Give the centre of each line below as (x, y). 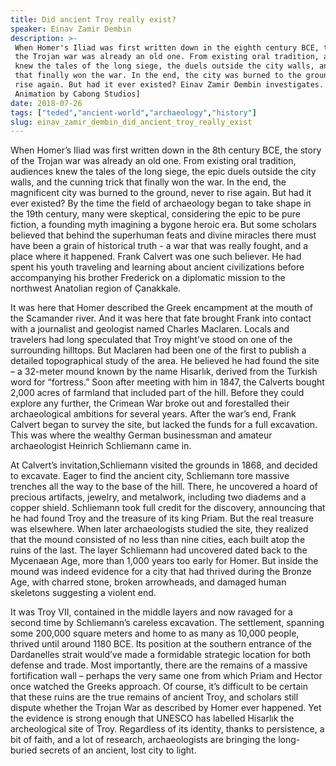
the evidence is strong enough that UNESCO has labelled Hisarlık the (152, 718)
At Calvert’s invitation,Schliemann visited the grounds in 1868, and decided (164, 465)
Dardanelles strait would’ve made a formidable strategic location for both (161, 655)
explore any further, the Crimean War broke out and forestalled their (150, 403)
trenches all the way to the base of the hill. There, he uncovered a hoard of (164, 487)
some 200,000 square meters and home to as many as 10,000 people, (155, 633)
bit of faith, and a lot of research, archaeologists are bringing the (143, 740)
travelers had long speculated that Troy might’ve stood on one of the (151, 340)
